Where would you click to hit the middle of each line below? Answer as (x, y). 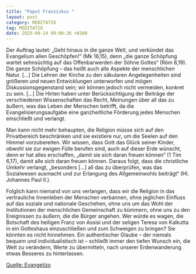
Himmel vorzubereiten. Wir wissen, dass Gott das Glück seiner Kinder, (91, 143)
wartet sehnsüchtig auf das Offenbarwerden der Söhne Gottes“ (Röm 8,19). (97, 63)
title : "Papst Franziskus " (40, 11)
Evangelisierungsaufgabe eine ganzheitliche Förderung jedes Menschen (93, 113)
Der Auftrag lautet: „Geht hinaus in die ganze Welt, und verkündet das (90, 50)
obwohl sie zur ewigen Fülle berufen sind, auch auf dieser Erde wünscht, (94, 149)
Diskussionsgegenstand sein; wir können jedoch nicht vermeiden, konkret (95, 87)
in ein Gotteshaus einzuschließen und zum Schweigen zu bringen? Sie (91, 229)
